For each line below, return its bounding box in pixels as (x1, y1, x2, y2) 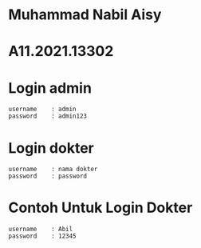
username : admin (8, 106, 77, 114)
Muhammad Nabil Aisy (8, 6, 162, 24)
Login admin (8, 78, 92, 97)
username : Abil (8, 226, 73, 234)
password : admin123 (8, 112, 88, 121)
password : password (8, 172, 88, 181)
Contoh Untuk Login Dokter (8, 198, 193, 217)
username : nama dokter (8, 166, 98, 174)
